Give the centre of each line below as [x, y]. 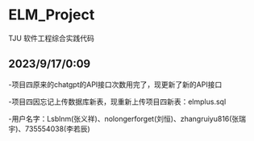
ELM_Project [52, 15]
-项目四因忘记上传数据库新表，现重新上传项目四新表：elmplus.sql [117, 102]
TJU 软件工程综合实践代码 [52, 38]
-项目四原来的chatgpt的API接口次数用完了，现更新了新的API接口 [115, 84]
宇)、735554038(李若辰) [49, 129]
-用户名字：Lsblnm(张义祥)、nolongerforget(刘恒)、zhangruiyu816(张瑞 [127, 118]
